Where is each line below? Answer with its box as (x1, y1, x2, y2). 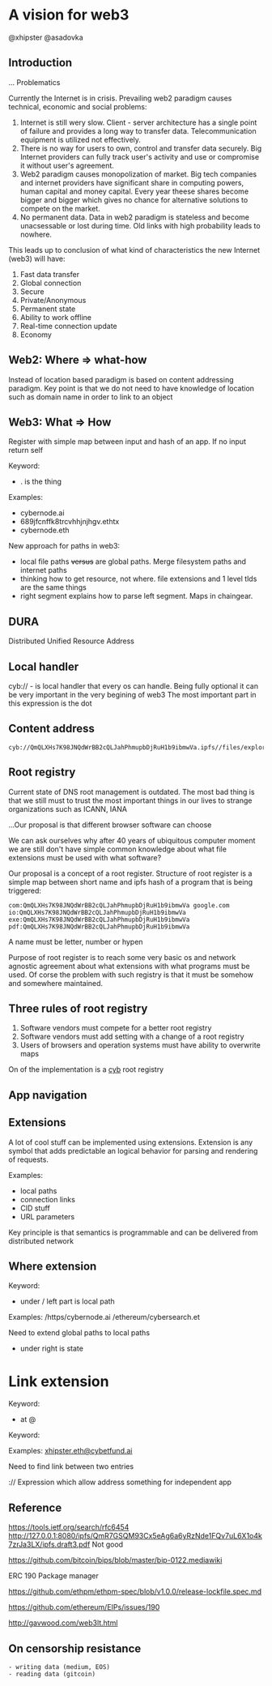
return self (8, 446, 43, 455)
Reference (8, 1500, 62, 1514)
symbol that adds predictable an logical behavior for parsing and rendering (8, 1146, 258, 1155)
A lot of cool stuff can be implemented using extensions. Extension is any (8, 1137, 253, 1147)
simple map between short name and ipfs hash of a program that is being (8, 877, 253, 886)
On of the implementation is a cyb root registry (8, 1065, 164, 1074)
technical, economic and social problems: (8, 101, 147, 111)
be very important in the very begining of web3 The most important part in (8, 690, 257, 699)
